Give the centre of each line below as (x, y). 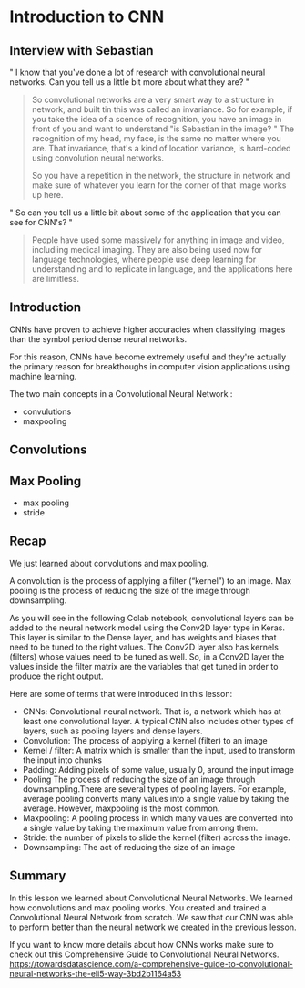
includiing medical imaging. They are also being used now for (147, 250)
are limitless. (56, 279)
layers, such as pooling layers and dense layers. (112, 731)
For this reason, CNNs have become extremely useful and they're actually (148, 357)
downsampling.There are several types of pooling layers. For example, (154, 789)
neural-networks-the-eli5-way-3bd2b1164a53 (96, 973)
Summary (38, 876)
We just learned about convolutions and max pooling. (109, 563)
